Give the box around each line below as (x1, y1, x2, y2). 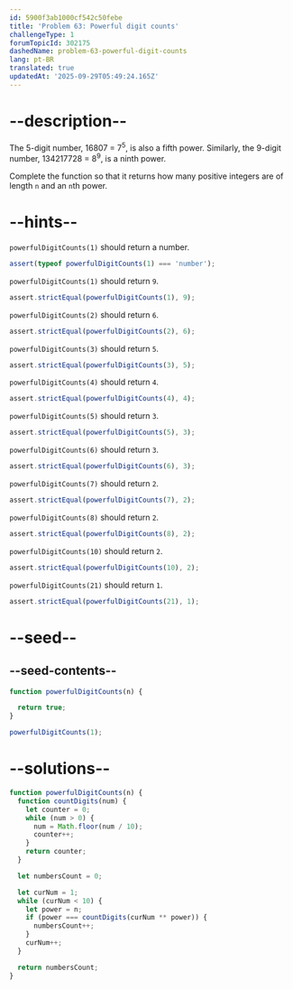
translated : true (9, 64, 75, 73)
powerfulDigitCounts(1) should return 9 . (9, 275, 160, 286)
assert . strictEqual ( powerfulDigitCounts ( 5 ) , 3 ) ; (9, 428, 196, 438)
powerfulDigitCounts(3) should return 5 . (9, 343, 160, 354)
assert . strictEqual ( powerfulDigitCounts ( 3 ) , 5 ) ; (9, 360, 196, 370)
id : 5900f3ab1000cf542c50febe (9, 13, 124, 23)
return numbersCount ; (17, 963, 99, 972)
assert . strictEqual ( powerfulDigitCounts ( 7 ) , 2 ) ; (9, 495, 196, 505)
